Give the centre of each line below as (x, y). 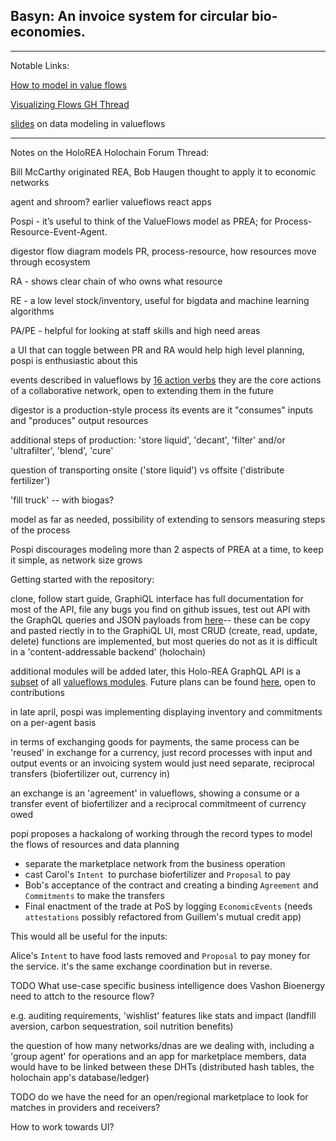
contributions (37, 692)
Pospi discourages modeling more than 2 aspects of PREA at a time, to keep (167, 549)
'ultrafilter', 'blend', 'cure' (62, 450)
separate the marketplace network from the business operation (155, 863)
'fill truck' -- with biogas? (62, 500)
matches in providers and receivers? (85, 1107)
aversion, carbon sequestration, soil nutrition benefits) (122, 1026)
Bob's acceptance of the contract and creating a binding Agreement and (171, 885)
